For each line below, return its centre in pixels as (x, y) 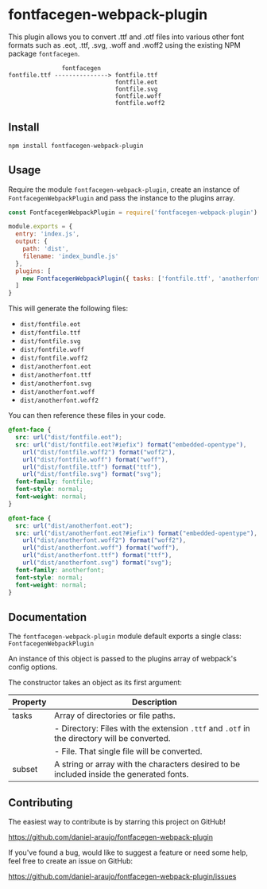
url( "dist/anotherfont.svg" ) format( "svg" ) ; (97, 563)
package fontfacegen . (44, 53)
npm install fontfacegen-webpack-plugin (76, 146)
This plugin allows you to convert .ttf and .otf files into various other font (126, 37)
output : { (31, 242)
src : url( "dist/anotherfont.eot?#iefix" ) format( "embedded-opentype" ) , (137, 533)
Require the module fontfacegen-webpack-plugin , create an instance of (124, 189)
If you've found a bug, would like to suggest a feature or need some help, (128, 852)
